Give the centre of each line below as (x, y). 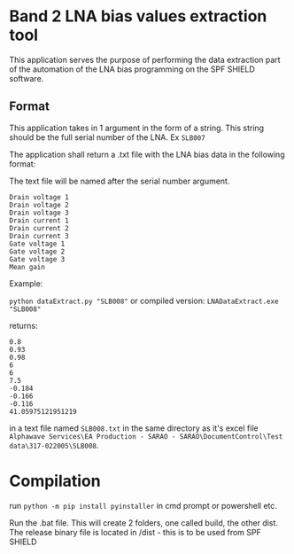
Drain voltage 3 (39, 213)
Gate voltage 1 (37, 244)
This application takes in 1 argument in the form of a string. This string (136, 128)
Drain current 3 (39, 236)
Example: (26, 283)
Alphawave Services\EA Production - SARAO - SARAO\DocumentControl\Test (146, 436)
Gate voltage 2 (37, 251)
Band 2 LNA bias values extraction (138, 16)
